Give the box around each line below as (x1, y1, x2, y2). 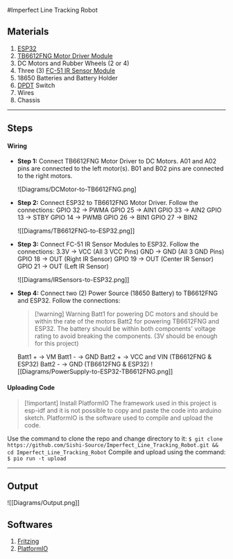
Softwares (7, 519, 53, 531)
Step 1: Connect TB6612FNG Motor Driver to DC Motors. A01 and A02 (17, 157, 217, 166)
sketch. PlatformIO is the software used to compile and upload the (24, 414, 214, 422)
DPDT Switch (17, 81, 55, 89)
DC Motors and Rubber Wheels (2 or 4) (17, 59, 130, 67)
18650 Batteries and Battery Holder (17, 73, 118, 82)
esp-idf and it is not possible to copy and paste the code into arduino (24, 406, 222, 414)
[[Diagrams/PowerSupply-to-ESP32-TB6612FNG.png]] (17, 367, 173, 376)
